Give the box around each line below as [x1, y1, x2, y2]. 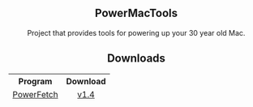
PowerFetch [12, 88, 58, 100]
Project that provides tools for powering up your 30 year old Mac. [27, 28, 246, 37]
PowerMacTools [94, 6, 178, 20]
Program [18, 75, 53, 87]
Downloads [106, 52, 166, 66]
